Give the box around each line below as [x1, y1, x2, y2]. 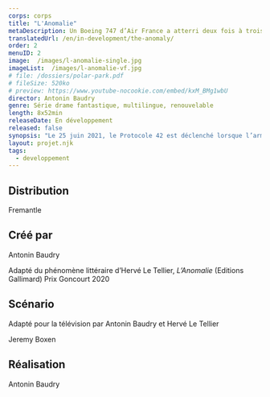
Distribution [8, 184, 70, 197]
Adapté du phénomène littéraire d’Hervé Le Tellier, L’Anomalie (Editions [8, 265, 244, 275]
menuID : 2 [8, 49, 42, 57]
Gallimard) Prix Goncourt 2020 [8, 274, 110, 283]
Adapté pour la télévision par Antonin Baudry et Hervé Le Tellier [8, 319, 219, 329]
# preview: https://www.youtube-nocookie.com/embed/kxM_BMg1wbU [8, 86, 228, 95]
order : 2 [8, 42, 38, 50]
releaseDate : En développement [8, 117, 113, 125]
